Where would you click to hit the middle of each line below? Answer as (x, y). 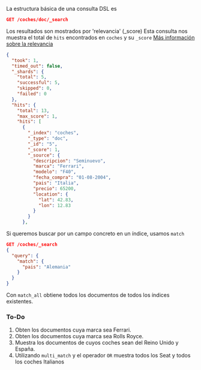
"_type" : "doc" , (48, 139)
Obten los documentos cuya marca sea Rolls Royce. (79, 336)
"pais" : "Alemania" (46, 267)
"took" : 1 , (25, 60)
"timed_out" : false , (37, 66)
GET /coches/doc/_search (37, 20)
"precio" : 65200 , (55, 188)
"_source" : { (44, 155)
